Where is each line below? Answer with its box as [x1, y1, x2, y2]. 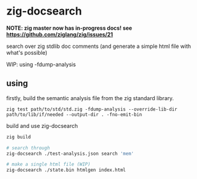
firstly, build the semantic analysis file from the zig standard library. [6, 94, 174, 101]
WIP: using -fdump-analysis [6, 61, 76, 68]
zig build [6, 133, 32, 140]
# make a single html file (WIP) [6, 161, 91, 167]
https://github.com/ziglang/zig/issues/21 [6, 30, 113, 38]
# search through [6, 144, 50, 151]
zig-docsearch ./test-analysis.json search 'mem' [6, 150, 135, 157]
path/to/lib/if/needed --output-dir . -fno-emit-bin [6, 111, 142, 118]
